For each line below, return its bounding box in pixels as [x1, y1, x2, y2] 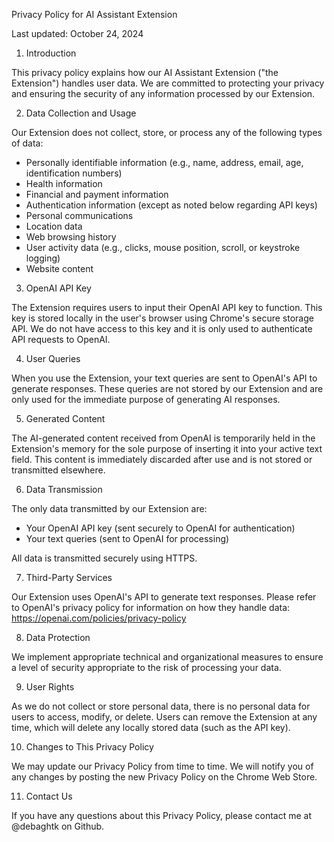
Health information [25, 178, 103, 189]
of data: [11, 137, 44, 149]
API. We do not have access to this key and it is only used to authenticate [11, 323, 313, 334]
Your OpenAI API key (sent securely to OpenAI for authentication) [25, 522, 296, 534]
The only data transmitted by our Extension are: [11, 503, 208, 514]
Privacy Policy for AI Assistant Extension [11, 9, 178, 20]
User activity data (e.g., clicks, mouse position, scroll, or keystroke [25, 242, 301, 253]
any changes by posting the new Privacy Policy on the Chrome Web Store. [11, 771, 318, 783]
